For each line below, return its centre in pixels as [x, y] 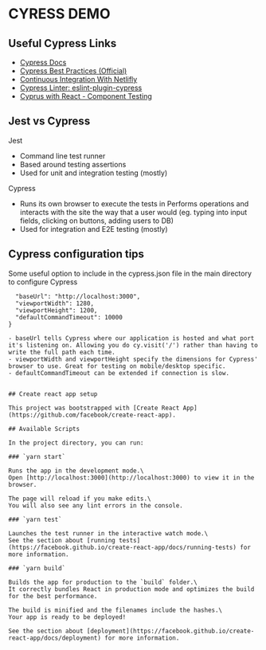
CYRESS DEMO [59, 14]
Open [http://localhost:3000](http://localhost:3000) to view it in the [131, 478]
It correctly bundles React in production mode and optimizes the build [131, 589]
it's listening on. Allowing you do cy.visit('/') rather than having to [133, 345]
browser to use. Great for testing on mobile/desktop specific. [117, 366]
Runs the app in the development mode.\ [76, 471]
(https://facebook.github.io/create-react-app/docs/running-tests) [123, 547]
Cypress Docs [43, 62]
